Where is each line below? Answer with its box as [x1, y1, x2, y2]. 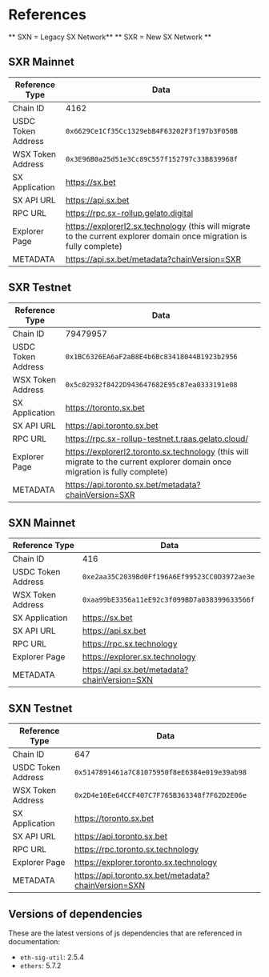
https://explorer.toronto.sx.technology [74, 857, 218, 868]
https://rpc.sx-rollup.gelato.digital [65, 207, 194, 218]
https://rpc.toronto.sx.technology [74, 844, 199, 855]
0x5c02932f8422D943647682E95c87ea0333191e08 [65, 380, 238, 389]
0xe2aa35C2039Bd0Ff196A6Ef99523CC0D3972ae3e [82, 572, 255, 582]
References [8, 6, 86, 24]
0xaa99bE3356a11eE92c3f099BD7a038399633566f [82, 595, 255, 605]
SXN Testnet [8, 702, 73, 715]
